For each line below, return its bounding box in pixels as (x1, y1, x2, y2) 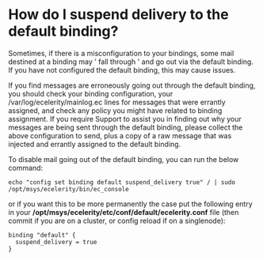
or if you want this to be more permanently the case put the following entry (8, 199, 253, 209)
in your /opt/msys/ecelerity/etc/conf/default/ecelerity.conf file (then (8, 207, 239, 217)
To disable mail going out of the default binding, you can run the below (8, 154, 239, 164)
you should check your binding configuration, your (8, 89, 173, 98)
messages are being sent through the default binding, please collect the (8, 122, 243, 132)
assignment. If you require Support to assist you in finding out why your (8, 114, 242, 123)
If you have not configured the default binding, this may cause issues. (8, 65, 236, 74)
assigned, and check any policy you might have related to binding (8, 105, 223, 115)
